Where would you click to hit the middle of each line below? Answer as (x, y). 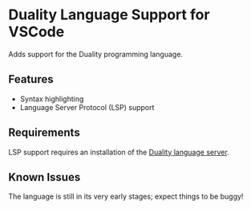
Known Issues (45, 177)
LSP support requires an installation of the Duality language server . (119, 152)
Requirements (44, 133)
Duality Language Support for (109, 15)
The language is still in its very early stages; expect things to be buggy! (126, 197)
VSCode (36, 32)
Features (31, 79)
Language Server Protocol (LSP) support (87, 107)
